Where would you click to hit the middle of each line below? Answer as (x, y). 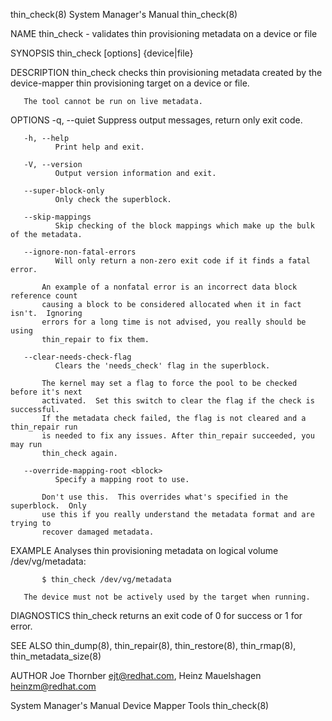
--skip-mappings (57, 217)
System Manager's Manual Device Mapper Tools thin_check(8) (140, 705)
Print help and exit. (99, 147)
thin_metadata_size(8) (56, 656)
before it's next (46, 392)
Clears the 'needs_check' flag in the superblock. (162, 366)
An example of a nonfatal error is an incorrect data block (169, 287)
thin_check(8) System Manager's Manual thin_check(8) (124, 14)
